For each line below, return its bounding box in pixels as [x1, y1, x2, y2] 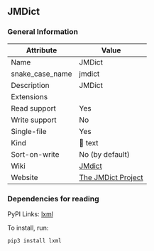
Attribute [26, 45, 57, 55]
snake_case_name [11, 69, 72, 79]
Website [11, 172, 38, 182]
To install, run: [7, 223, 49, 232]
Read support [11, 103, 57, 113]
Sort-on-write [11, 149, 60, 159]
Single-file [11, 126, 47, 136]
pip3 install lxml [7, 237, 62, 244]
